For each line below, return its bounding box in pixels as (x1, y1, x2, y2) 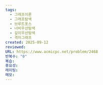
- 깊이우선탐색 (10, 30, 35, 35)
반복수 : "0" (5, 53, 27, 59)
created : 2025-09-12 (5, 40, 49, 45)
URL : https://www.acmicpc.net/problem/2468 (5, 49, 98, 54)
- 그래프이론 (10, 12, 32, 17)
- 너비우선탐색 (10, 26, 35, 31)
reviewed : (5, 44, 26, 49)
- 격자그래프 (10, 35, 32, 40)
